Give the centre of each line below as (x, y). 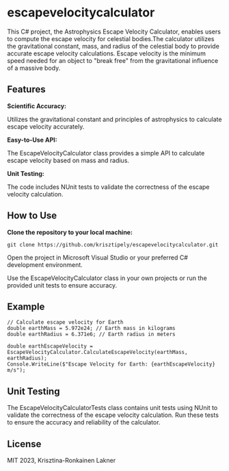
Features (26, 89)
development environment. (45, 264)
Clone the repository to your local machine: (70, 232)
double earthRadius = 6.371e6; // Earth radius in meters (91, 334)
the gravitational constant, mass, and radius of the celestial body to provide (113, 46)
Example (26, 306)
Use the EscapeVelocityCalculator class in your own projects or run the (107, 278)
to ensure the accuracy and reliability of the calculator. (84, 422)
